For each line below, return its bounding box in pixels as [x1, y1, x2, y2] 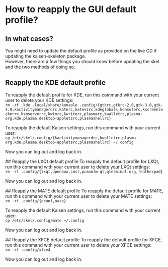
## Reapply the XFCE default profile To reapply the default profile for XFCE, [5, 236, 162, 243]
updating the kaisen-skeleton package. [5, 53, 87, 59]
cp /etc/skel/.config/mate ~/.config [5, 218, 85, 223]
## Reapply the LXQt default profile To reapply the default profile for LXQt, [5, 158, 159, 165]
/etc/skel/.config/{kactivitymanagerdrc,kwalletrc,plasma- [12, 135, 138, 140]
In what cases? [5, 34, 54, 43]
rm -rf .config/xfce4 [5, 247, 51, 252]
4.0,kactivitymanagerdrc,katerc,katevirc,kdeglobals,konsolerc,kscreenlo [5, 107, 163, 112]
